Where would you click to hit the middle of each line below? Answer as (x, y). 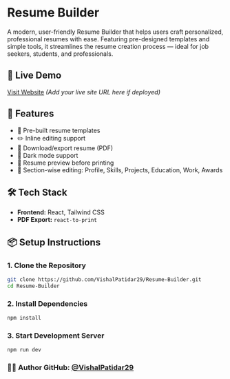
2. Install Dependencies (48, 303)
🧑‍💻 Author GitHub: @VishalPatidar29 (71, 368)
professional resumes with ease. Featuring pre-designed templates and (108, 39)
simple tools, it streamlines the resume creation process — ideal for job (108, 46)
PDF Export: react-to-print (57, 220)
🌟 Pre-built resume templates (59, 130)
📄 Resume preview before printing (65, 163)
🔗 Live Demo (34, 75)
